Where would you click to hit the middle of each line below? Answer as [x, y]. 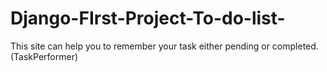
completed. [295, 46]
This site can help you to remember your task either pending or [140, 46]
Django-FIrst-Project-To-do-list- [148, 18]
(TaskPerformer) [44, 56]
